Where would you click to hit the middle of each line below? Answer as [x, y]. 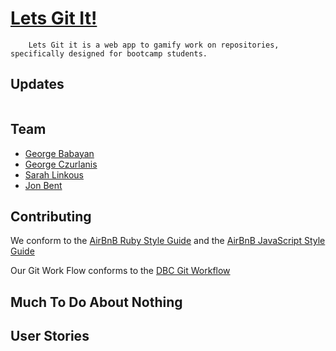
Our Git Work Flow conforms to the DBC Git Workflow [120, 271]
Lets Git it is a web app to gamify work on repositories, [154, 45]
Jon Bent [43, 185]
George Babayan [59, 153]
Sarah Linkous [54, 174]
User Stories [50, 336]
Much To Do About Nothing [96, 302]
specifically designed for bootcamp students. [109, 53]
